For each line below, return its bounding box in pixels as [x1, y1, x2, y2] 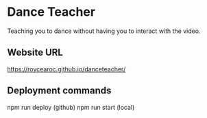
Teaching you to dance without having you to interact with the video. [7, 27, 201, 35]
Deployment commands [7, 85, 112, 97]
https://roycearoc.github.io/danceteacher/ [7, 64, 126, 73]
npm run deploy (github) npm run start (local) [7, 103, 135, 111]
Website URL [7, 47, 63, 58]
